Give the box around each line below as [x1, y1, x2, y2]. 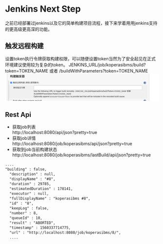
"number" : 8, [9, 211, 38, 216]
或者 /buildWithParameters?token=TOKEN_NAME [49, 68, 148, 74]
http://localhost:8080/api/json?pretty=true [12, 130, 98, 135]
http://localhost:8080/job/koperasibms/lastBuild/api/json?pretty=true [12, 152, 151, 158]
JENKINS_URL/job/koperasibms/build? [68, 62, 146, 68]
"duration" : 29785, [9, 182, 51, 187]
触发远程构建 [5, 42, 44, 50]
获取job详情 [12, 135, 36, 141]
